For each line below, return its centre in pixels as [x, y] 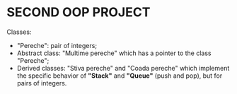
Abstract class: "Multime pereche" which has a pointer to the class [114, 53]
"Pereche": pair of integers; [57, 45]
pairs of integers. [42, 83]
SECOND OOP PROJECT [79, 12]
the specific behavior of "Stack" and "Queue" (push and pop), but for [120, 76]
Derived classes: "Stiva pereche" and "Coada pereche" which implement [123, 68]
